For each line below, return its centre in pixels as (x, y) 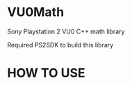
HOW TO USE (46, 73)
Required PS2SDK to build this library (60, 45)
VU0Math (36, 12)
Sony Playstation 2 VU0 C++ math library (66, 31)
